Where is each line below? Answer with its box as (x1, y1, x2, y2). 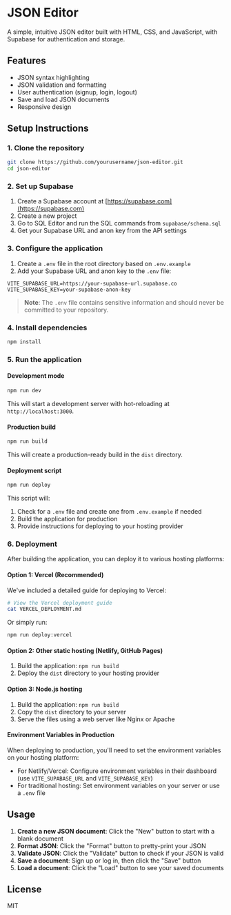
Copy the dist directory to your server (17, 707, 126, 716)
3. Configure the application (7, 243, 103, 253)
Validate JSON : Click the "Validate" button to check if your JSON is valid (17, 849, 224, 857)
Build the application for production (17, 515, 118, 523)
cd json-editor (7, 165, 51, 172)
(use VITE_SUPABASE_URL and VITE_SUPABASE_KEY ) (17, 774, 153, 782)
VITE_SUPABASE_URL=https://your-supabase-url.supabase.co (7, 280, 177, 287)
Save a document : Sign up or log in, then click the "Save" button (17, 856, 201, 865)
